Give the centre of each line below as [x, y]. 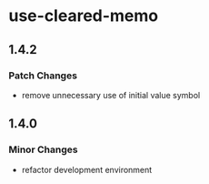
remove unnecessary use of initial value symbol [111, 95]
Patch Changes [43, 76]
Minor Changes [43, 149]
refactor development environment [87, 169]
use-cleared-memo [84, 16]
